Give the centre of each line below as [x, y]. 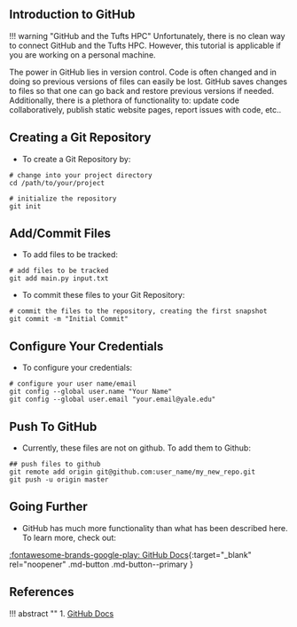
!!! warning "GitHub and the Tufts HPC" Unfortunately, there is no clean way [147, 35]
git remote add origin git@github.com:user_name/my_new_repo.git [132, 472]
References [42, 592]
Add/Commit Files [60, 234]
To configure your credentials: [77, 368]
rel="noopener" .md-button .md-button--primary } [101, 564]
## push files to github [55, 465]
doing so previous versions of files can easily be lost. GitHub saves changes [148, 81]
